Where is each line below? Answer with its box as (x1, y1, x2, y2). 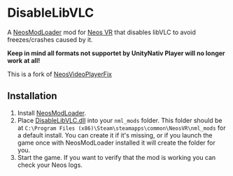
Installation (7, 90, 57, 102)
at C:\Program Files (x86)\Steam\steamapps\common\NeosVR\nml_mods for (17, 124, 226, 132)
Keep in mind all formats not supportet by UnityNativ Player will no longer (7, 49, 225, 57)
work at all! (7, 56, 41, 64)
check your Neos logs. (17, 161, 83, 169)
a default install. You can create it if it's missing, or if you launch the (17, 131, 213, 139)
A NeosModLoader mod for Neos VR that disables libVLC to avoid (7, 28, 196, 36)
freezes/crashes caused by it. (7, 35, 93, 43)
